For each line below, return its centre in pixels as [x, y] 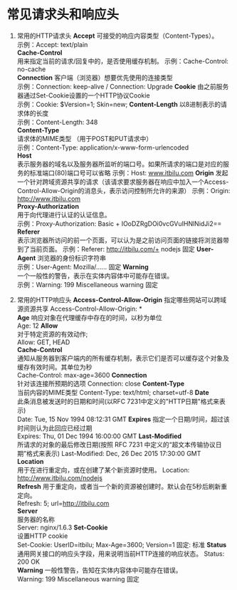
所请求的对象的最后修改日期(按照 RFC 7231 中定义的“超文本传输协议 [116, 444]
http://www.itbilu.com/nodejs [59, 477]
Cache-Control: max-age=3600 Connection [82, 375]
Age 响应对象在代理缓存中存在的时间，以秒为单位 [90, 317]
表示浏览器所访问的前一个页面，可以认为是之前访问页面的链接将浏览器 [120, 240]
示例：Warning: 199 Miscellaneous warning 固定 [87, 284]
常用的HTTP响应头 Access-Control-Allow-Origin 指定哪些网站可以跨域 [122, 299]
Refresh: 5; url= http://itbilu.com [63, 503]
